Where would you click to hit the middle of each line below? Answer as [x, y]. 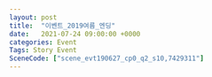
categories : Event [43, 42]
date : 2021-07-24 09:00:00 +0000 [75, 34]
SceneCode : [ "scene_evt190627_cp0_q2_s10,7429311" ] [106, 58]
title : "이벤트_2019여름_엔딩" [63, 26]
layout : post [33, 17]
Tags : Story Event [43, 50]
